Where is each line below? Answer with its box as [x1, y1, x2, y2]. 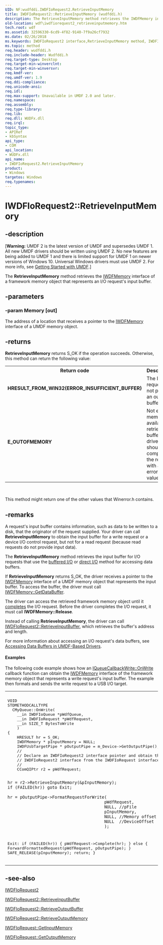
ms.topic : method [5, 43, 40, 48]
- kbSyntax [5, 134, 27, 139]
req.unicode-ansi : [5, 84, 42, 89]
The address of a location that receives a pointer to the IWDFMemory [5, 318, 144, 324]
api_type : [5, 138, 25, 144]
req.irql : [5, 120, 25, 125]
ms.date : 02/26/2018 [5, 35, 47, 39]
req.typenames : [5, 179, 36, 184]
